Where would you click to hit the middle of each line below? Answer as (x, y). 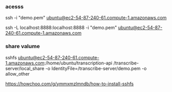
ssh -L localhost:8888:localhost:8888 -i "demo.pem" (61, 28)
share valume (23, 47)
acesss (15, 7)
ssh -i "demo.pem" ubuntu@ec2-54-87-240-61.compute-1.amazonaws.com (86, 18)
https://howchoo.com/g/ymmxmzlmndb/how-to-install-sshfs (70, 84)
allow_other (17, 74)
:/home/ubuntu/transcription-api (79, 63)
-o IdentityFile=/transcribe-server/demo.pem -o (96, 68)
